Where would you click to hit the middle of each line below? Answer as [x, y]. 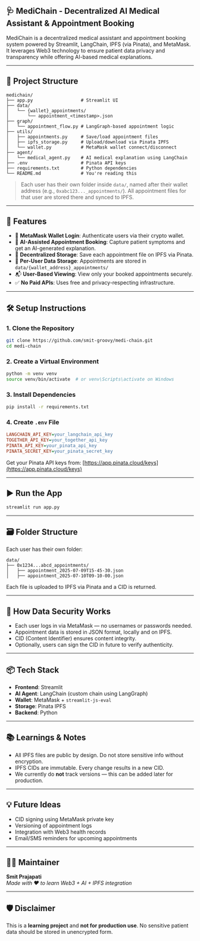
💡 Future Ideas [34, 805]
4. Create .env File [33, 422]
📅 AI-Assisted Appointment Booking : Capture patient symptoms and [100, 242]
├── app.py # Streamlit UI [62, 100]
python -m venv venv [32, 374]
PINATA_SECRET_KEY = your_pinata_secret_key [60, 451]
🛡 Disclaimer [31, 908]
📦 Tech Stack [33, 670]
